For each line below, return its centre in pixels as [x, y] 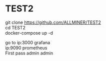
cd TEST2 [15, 27]
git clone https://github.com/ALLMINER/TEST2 [53, 22]
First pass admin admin [29, 53]
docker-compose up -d [29, 33]
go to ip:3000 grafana [28, 42]
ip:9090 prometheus [26, 48]
